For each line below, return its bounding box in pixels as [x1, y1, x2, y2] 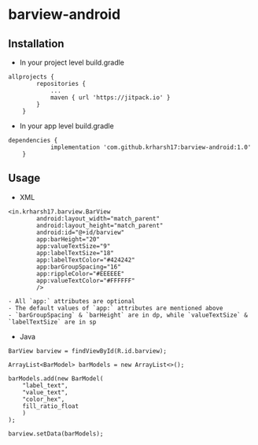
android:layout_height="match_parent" [36, 221, 164, 229]
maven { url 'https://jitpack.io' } [50, 94, 171, 102]
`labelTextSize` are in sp [8, 317, 97, 326]
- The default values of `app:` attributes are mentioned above [8, 304, 223, 312]
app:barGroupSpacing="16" [36, 262, 122, 271]
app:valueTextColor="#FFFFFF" [36, 276, 135, 284]
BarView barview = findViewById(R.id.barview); [8, 347, 168, 355]
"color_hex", [22, 395, 65, 403]
